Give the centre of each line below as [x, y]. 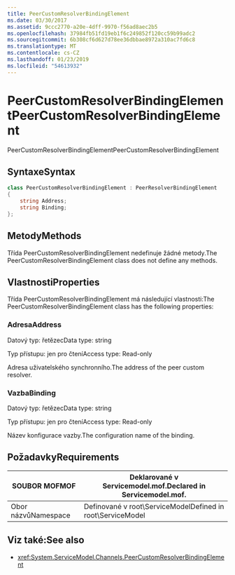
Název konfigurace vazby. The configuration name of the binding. [101, 435]
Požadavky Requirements [63, 458]
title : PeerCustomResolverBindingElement [69, 14]
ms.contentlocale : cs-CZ [43, 53]
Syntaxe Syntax [41, 171]
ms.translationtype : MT [42, 46]
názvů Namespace [41, 515]
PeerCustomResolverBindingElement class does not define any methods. [113, 260]
